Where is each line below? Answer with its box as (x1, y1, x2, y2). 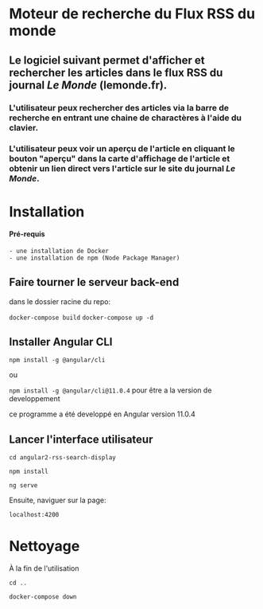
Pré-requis (9, 229, 46, 239)
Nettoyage (9, 537, 80, 556)
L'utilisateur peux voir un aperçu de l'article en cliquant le (9, 143, 235, 154)
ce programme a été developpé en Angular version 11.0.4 (9, 409, 195, 419)
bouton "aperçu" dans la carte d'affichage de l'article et (9, 153, 230, 164)
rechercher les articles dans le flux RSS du (9, 65, 223, 80)
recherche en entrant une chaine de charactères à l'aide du (9, 112, 242, 123)
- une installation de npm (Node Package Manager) (9, 254, 180, 262)
